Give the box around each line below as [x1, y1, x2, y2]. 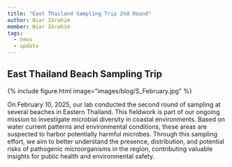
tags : [7, 29, 23, 37]
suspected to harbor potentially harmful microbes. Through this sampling [7, 129, 218, 138]
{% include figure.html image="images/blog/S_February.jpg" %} [7, 86, 192, 95]
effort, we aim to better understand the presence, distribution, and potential [7, 137, 225, 145]
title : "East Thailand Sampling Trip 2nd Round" [7, 10, 152, 17]
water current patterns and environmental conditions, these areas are [7, 122, 208, 131]
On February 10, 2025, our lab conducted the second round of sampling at [7, 100, 222, 109]
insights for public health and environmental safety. [7, 152, 155, 160]
